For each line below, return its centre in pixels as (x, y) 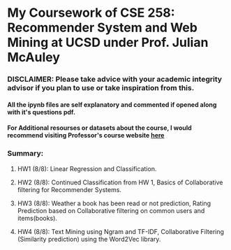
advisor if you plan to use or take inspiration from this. (101, 88)
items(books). (37, 218)
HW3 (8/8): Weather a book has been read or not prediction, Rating (114, 203)
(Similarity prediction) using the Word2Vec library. (89, 239)
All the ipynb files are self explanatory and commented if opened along (112, 104)
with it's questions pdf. (41, 112)
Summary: (25, 154)
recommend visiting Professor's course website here (86, 135)
